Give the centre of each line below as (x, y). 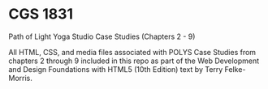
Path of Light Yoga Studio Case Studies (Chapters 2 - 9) (102, 36)
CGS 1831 (41, 14)
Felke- (235, 69)
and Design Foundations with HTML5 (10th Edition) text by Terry (116, 69)
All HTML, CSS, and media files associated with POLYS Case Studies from (132, 52)
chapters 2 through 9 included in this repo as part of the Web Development (134, 61)
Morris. (20, 78)
